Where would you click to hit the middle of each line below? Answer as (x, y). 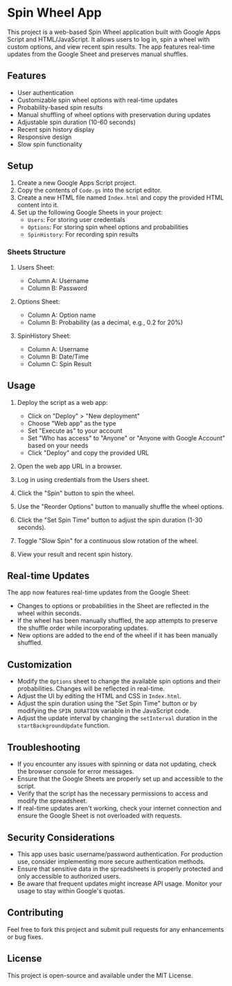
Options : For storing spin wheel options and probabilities (108, 227)
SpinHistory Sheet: (44, 336)
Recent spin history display (56, 129)
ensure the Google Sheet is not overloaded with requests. (99, 815)
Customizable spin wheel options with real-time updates (98, 100)
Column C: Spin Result (60, 364)
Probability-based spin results (60, 107)
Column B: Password (57, 288)
